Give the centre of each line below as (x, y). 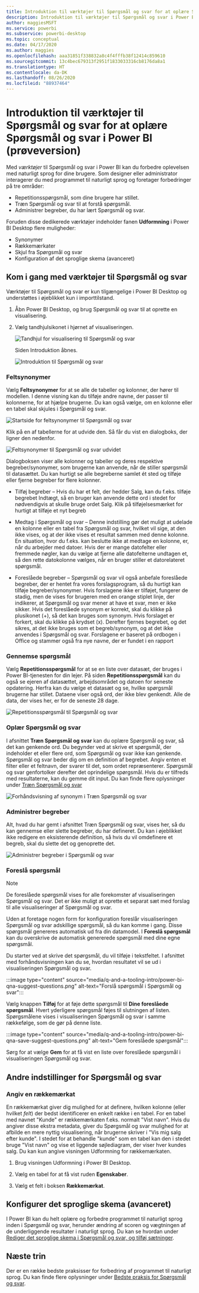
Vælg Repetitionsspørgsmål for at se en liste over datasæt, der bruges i (94, 669)
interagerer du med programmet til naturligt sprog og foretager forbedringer (99, 179)
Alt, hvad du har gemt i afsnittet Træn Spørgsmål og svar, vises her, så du (96, 824)
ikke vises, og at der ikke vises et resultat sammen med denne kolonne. (102, 535)
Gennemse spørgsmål (38, 656)
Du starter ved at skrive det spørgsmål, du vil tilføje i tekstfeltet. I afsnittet (95, 956)
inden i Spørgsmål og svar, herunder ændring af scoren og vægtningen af (96, 1225)
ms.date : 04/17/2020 (32, 45)
